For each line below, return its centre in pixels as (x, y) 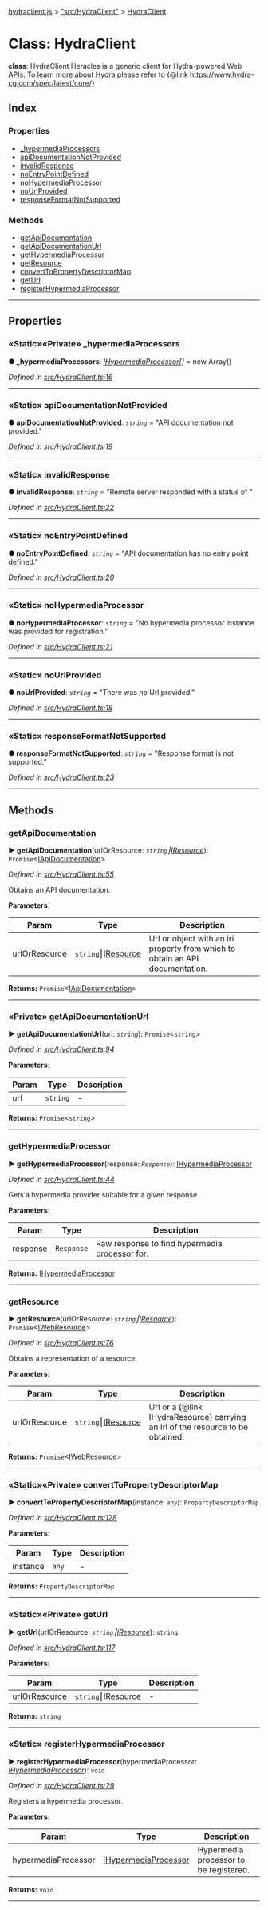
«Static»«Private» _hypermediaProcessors (95, 344)
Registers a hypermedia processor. (66, 1801)
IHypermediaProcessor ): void (57, 1770)
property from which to (192, 949)
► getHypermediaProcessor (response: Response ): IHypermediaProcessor (130, 1164)
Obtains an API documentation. (59, 890)
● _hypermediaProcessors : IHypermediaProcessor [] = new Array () (120, 361)
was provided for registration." (58, 631)
